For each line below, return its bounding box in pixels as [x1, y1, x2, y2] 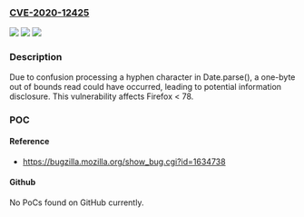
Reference [9, 136, 50, 147]
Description [9, 51, 63, 64]
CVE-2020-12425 [9, 6, 90, 19]
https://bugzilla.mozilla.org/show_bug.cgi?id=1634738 [22, 156, 226, 167]
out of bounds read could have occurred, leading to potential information [9, 81, 282, 92]
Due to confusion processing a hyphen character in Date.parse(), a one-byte [9, 71, 296, 83]
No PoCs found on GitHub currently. [9, 197, 144, 208]
